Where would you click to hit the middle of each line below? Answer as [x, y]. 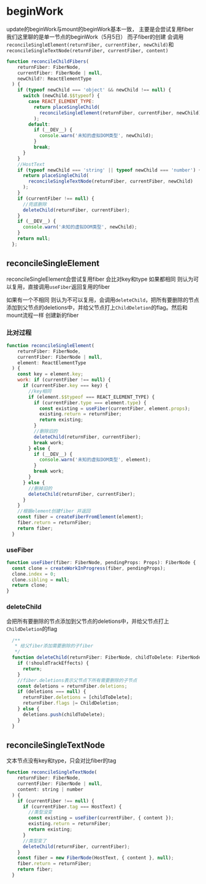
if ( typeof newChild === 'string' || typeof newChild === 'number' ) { [109, 170]
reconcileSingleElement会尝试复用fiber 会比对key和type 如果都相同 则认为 [100, 279]
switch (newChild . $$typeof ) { [61, 96]
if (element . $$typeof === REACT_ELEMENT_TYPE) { [92, 397]
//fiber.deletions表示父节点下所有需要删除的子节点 [77, 680]
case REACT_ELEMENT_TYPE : [62, 102]
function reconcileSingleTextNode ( [52, 772]
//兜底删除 [35, 204]
